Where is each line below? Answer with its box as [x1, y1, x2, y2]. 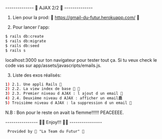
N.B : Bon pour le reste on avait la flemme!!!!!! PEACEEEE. [5, 109, 124, 115]
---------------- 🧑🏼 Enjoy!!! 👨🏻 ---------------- [5, 119, 102, 125]
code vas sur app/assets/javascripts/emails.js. [5, 62, 102, 68]
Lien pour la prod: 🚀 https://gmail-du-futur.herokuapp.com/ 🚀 [12, 15, 140, 20]
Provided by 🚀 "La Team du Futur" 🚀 [7, 128, 85, 134]
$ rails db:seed [5, 43, 39, 48]
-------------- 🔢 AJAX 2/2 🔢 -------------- [5, 5, 93, 11]
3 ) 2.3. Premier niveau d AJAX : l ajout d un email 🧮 [5, 91, 123, 96]
